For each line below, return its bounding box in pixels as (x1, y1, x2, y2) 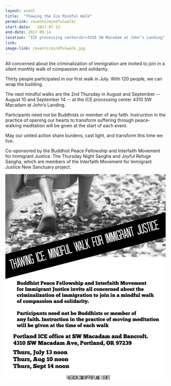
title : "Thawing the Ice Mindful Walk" (5, 13, 93, 19)
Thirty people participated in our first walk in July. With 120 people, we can (5, 75, 163, 81)
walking (5, 122, 22, 128)
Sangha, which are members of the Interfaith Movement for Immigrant (5, 158, 152, 164)
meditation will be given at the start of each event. (22, 122, 128, 128)
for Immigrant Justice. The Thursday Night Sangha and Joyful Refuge (5, 153, 151, 159)
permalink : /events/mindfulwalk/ (5, 19, 76, 24)
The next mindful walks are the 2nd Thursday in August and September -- (5, 91, 160, 97)
